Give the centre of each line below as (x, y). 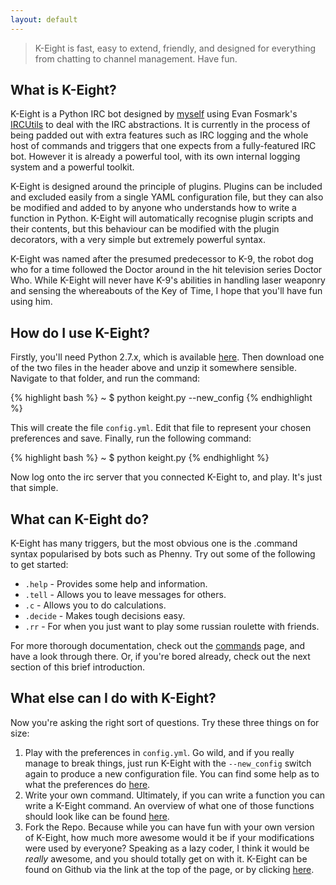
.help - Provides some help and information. (116, 584)
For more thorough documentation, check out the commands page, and (158, 646)
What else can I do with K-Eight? (113, 698)
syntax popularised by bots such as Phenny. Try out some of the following (163, 554)
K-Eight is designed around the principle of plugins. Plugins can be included (166, 187)
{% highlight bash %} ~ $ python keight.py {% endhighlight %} (140, 458)
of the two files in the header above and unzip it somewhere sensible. (153, 368)
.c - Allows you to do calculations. (95, 605)
